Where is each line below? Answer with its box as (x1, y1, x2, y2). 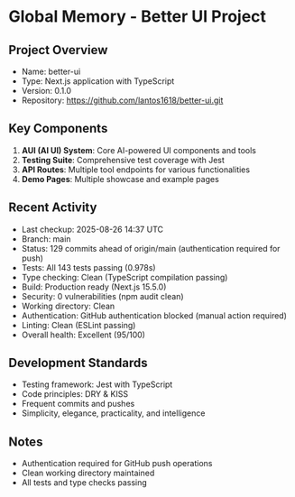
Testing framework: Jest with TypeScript (21, 379, 173, 390)
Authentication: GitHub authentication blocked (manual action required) (21, 309, 288, 321)
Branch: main (21, 233, 71, 244)
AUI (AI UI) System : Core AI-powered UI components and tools (21, 144, 257, 155)
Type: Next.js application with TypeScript (21, 76, 175, 87)
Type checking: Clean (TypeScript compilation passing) (21, 272, 228, 282)
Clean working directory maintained (21, 467, 155, 479)
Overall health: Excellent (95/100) (21, 329, 146, 340)
